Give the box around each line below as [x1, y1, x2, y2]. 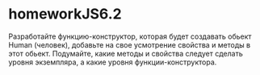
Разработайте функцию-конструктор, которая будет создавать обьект [8, 31, 252, 41]
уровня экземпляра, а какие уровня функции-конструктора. [8, 57, 217, 67]
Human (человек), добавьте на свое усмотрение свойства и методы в [8, 40, 251, 49]
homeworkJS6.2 [8, 5, 123, 23]
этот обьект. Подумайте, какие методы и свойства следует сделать [8, 48, 244, 58]
